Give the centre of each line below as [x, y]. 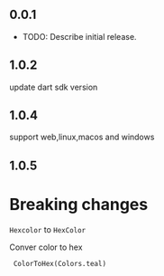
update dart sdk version [54, 87]
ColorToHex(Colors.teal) [59, 263]
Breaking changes [79, 205]
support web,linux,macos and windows [82, 137]
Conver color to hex [46, 247]
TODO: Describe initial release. [79, 36]
